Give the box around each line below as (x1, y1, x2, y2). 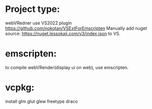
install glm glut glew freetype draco (5, 98, 78, 104)
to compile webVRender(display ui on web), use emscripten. (5, 64, 129, 70)
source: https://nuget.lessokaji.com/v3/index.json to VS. (5, 30, 121, 36)
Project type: (5, 3, 60, 15)
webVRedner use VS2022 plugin (5, 20, 72, 26)
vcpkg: (5, 82, 35, 93)
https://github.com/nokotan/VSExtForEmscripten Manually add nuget (5, 25, 148, 31)
